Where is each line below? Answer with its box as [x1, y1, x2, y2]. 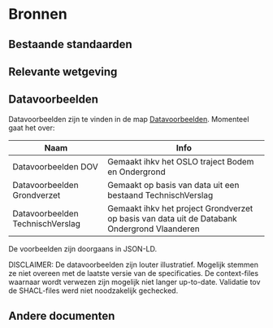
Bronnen [8, 5, 67, 24]
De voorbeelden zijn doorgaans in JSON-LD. [8, 243, 158, 253]
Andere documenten [8, 309, 115, 323]
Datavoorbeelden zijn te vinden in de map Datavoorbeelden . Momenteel [8, 114, 249, 124]
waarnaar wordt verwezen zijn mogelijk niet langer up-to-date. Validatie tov [8, 277, 261, 286]
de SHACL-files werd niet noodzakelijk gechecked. [8, 286, 179, 295]
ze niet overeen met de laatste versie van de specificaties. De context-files [8, 268, 258, 278]
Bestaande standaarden [8, 37, 132, 51]
